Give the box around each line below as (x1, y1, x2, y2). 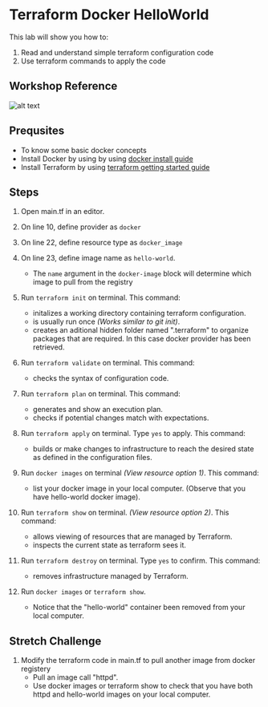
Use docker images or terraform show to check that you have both (32, 681, 254, 691)
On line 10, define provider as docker (20, 222, 141, 232)
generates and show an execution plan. (32, 405, 164, 414)
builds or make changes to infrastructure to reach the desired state (32, 444, 254, 454)
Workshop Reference (9, 79, 118, 93)
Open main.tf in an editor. (20, 207, 105, 216)
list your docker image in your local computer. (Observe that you (32, 483, 246, 494)
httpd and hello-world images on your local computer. (32, 689, 211, 699)
